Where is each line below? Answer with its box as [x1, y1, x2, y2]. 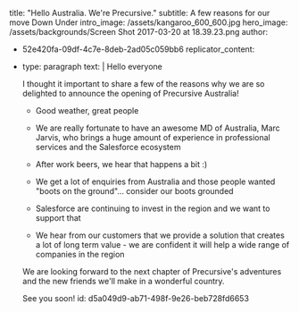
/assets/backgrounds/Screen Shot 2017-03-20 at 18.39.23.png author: [9, 27, 269, 37]
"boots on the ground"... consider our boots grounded [35, 186, 234, 196]
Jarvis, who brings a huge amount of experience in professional [35, 132, 270, 142]
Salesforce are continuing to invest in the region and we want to [35, 203, 270, 214]
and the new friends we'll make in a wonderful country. [21, 276, 225, 286]
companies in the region [35, 249, 125, 259]
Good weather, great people [35, 105, 139, 115]
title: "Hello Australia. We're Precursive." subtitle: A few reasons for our [9, 8, 270, 18]
